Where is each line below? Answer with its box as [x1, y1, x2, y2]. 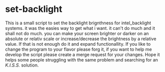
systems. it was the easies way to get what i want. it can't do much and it [5, 25, 156, 31]
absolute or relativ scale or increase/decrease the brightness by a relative [5, 36, 157, 42]
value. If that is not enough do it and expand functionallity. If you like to [5, 41, 151, 47]
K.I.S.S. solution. [5, 62, 39, 68]
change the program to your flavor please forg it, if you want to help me [5, 46, 152, 52]
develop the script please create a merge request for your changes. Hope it [5, 51, 160, 58]
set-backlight [5, 3, 62, 15]
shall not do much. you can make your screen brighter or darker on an [5, 30, 149, 36]
